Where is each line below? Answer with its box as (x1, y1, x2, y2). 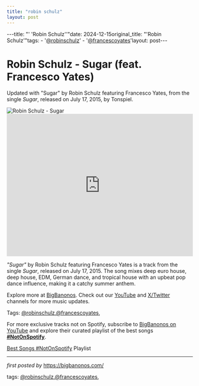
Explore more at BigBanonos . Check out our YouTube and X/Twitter (6, 291, 171, 299)
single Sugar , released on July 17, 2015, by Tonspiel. (6, 96, 133, 103)
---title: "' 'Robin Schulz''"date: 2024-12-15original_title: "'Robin (6, 30, 162, 37)
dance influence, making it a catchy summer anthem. (6, 280, 136, 287)
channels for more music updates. (6, 298, 90, 305)
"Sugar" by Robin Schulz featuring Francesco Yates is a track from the (6, 261, 178, 268)
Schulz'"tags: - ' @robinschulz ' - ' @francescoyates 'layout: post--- (6, 37, 168, 44)
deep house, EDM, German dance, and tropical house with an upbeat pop (6, 274, 186, 281)
